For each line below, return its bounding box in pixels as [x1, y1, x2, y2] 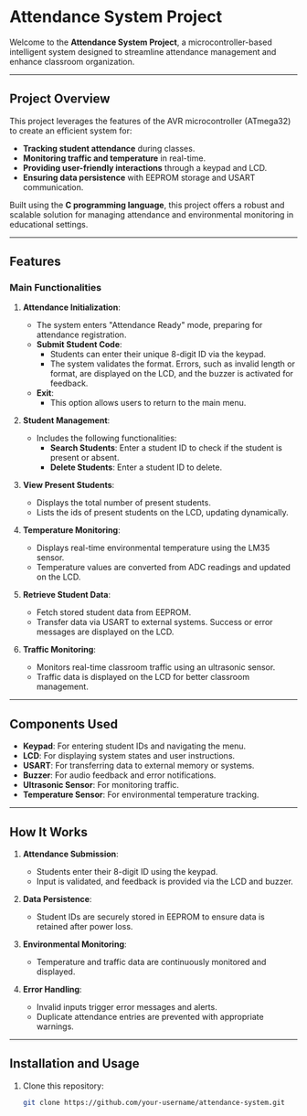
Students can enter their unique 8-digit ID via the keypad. [49, 349, 267, 360]
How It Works [9, 824, 89, 840]
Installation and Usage [9, 1056, 140, 1071]
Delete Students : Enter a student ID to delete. [49, 462, 222, 473]
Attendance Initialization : [22, 302, 121, 313]
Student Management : [22, 415, 111, 426]
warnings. [36, 1021, 75, 1032]
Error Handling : [22, 984, 82, 995]
